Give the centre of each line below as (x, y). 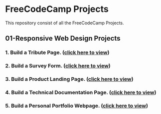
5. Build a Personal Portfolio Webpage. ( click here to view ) (77, 106)
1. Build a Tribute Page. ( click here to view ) (57, 53)
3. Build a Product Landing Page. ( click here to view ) (69, 79)
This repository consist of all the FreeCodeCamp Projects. (65, 23)
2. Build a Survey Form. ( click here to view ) (58, 66)
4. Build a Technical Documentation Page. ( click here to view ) (81, 93)
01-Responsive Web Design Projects (63, 38)
